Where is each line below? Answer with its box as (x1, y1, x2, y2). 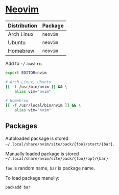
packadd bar (5, 185, 31, 190)
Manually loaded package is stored (5, 151, 79, 157)
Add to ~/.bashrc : (5, 60, 43, 66)
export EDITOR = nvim (5, 70, 47, 75)
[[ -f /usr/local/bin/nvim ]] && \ (5, 103, 81, 108)
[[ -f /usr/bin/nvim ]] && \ (5, 84, 67, 89)
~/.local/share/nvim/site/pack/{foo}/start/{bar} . (5, 140, 114, 147)
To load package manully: (5, 175, 60, 181)
